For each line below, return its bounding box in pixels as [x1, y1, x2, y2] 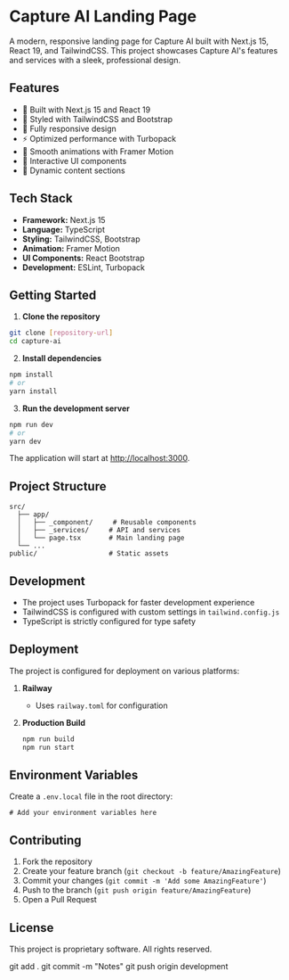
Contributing [9, 832, 82, 848]
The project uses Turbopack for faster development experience [21, 597, 255, 607]
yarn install [9, 386, 58, 396]
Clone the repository [21, 311, 100, 322]
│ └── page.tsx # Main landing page [17, 533, 185, 543]
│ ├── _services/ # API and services [17, 526, 181, 535]
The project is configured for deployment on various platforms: [9, 665, 240, 676]
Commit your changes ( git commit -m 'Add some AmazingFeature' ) [21, 876, 267, 886]
